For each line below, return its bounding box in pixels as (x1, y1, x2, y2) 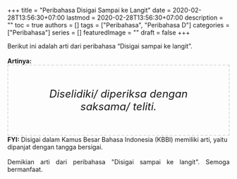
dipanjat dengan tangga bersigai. (7, 143, 104, 151)
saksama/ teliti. (80, 100, 157, 113)
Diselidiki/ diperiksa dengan (49, 87, 188, 100)
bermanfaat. (7, 165, 43, 173)
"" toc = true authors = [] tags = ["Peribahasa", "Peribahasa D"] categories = (7, 21, 230, 29)
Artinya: (7, 57, 32, 65)
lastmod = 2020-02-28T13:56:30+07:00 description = (66, 13, 224, 22)
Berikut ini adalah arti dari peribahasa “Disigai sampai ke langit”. (7, 42, 193, 50)
